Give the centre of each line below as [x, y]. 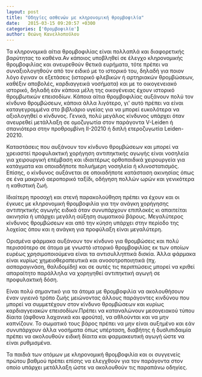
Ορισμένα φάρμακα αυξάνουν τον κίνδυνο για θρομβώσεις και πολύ [93, 241]
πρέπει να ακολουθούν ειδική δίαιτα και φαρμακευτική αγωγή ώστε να [96, 336]
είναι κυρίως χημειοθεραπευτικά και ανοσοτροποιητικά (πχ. [81, 260]
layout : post [23, 12]
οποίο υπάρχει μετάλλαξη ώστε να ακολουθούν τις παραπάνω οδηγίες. [97, 367]
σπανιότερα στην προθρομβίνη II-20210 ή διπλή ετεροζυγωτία [85, 129]
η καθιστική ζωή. [27, 186]
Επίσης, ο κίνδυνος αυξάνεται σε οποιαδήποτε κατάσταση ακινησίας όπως [100, 172]
